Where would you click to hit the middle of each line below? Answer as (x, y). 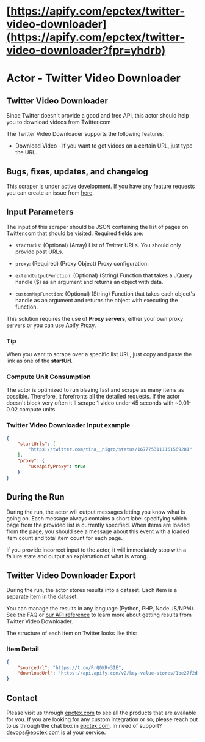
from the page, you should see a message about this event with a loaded (98, 531)
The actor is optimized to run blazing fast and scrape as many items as (95, 390)
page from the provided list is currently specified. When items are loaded (98, 525)
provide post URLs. (39, 252)
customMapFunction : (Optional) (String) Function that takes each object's (105, 294)
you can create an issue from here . (50, 193)
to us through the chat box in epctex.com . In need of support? (84, 725)
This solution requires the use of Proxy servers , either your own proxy (95, 318)
